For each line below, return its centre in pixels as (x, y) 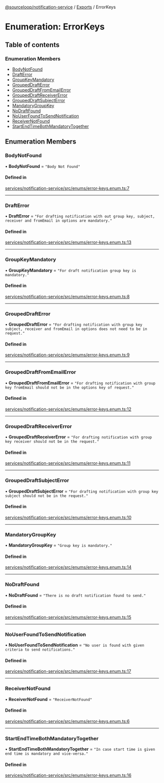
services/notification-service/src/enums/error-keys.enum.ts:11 (68, 463)
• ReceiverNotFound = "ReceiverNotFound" (49, 699)
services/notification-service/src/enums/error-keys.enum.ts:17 (68, 671)
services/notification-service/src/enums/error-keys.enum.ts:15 (68, 617)
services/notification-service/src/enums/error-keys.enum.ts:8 (67, 296)
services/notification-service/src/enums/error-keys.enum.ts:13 (68, 242)
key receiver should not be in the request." (52, 442)
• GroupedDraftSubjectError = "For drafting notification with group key (82, 491)
